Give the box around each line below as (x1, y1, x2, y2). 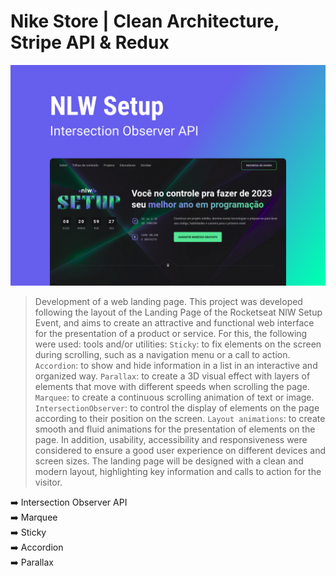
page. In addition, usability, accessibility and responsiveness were (34, 434, 308, 446)
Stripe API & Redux (10, 31, 170, 54)
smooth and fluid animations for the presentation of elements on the (34, 423, 316, 435)
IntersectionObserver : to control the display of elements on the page (34, 402, 320, 414)
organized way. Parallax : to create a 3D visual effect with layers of (34, 370, 311, 382)
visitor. (34, 476, 63, 489)
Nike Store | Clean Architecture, (10, 10, 280, 33)
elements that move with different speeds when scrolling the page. (34, 381, 310, 393)
